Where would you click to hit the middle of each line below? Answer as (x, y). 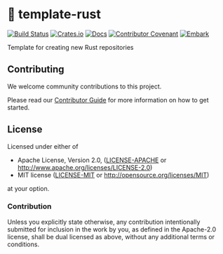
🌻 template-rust (54, 14)
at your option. (28, 188)
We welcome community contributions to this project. (85, 86)
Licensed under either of (43, 146)
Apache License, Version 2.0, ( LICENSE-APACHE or (92, 160)
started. (19, 107)
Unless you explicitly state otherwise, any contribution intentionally (104, 222)
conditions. (23, 244)
